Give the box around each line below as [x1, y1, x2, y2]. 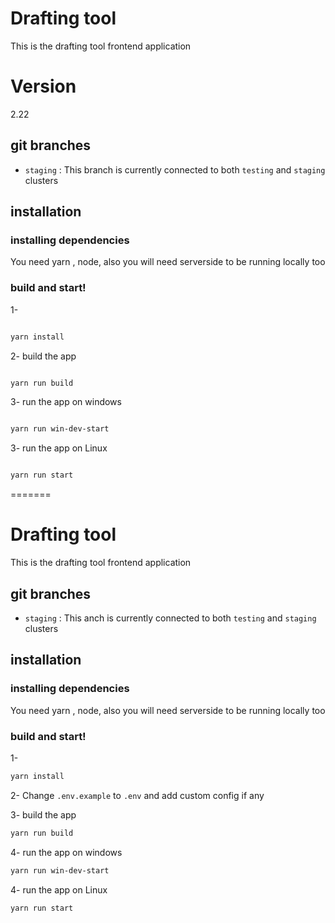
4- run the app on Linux [10, 883, 108, 896]
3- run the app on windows [10, 396, 122, 408]
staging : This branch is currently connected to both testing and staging [24, 163, 326, 176]
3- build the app [10, 808, 77, 821]
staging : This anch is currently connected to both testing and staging [24, 612, 317, 624]
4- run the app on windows [10, 846, 123, 858]
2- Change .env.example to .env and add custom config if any [10, 789, 265, 801]
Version [10, 75, 77, 98]
